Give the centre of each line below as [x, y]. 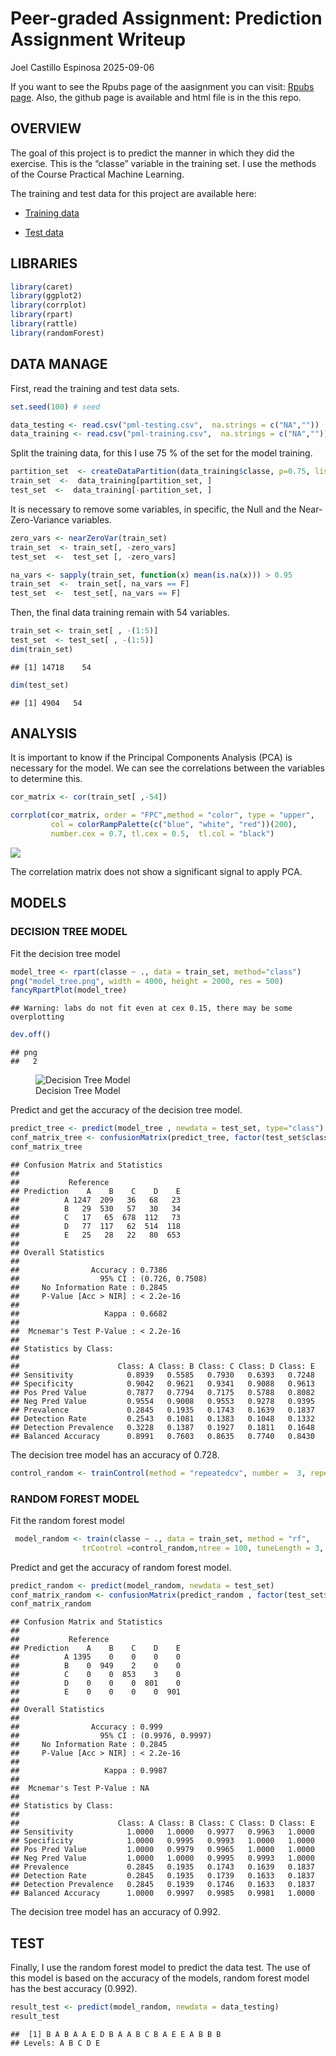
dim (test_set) [40, 685]
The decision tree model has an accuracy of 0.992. [115, 1912]
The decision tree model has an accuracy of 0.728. [115, 1454]
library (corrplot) [48, 305]
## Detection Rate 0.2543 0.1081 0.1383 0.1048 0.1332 [162, 1418]
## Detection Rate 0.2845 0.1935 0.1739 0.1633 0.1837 [162, 1876]
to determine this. [46, 779]
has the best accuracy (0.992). [74, 1989]
